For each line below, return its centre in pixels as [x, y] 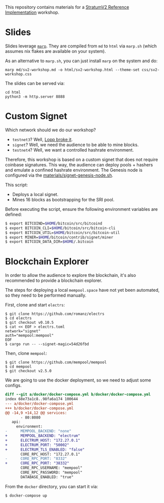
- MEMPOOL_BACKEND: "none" [38, 431]
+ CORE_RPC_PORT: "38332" [37, 464]
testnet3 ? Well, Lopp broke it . [42, 139]
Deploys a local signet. [35, 194]
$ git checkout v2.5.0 [28, 371]
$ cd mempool [18, 367]
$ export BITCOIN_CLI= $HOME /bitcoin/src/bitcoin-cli [60, 228]
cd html [13, 92]
